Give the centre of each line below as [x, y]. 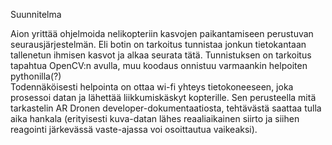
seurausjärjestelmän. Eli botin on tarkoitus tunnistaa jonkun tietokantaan [158, 44]
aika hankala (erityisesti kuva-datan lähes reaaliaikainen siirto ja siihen [155, 118]
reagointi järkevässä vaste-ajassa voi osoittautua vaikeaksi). [134, 129]
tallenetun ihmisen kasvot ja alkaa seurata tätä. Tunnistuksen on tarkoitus [161, 55]
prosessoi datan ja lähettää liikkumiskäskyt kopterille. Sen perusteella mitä [163, 97]
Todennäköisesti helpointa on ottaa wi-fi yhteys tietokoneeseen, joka [152, 87]
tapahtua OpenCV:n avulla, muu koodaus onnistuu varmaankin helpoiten [159, 65]
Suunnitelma [36, 14]
